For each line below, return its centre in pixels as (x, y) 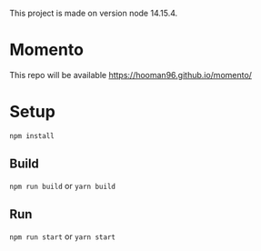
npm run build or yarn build (63, 186)
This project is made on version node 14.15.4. (94, 13)
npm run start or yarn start (63, 236)
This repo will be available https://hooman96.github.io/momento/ (131, 75)
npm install (32, 136)
